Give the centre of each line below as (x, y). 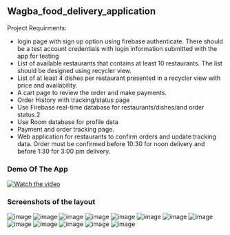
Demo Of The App (38, 169)
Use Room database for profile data (67, 122)
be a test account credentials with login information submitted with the (117, 48)
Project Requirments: (37, 28)
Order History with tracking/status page (73, 100)
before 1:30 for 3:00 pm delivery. (64, 151)
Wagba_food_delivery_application (82, 11)
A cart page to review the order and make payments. (92, 92)
